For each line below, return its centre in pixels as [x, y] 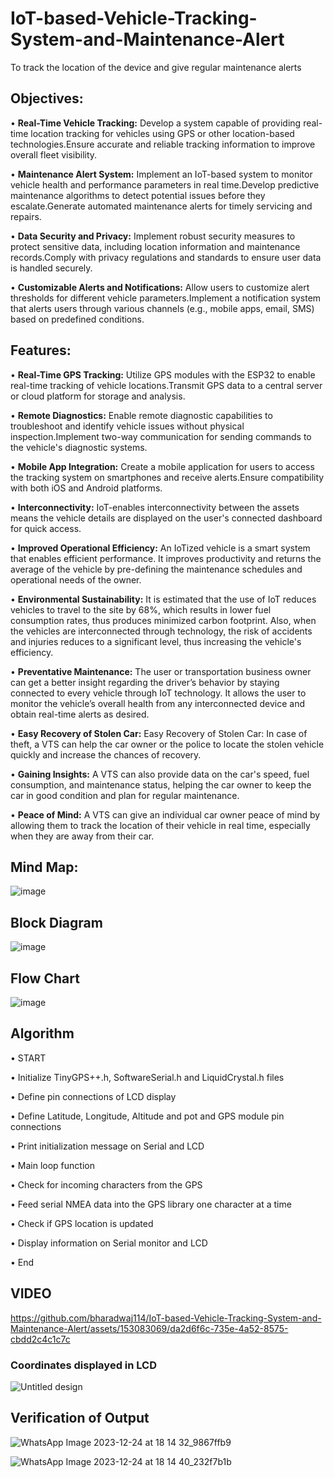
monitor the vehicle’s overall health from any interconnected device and [158, 703]
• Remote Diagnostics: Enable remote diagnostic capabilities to [141, 415]
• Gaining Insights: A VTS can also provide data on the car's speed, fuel [160, 774]
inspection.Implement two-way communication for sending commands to [161, 436]
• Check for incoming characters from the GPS [106, 1184]
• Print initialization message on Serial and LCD [107, 1146]
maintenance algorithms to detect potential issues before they [138, 195]
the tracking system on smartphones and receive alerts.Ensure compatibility [167, 477]
